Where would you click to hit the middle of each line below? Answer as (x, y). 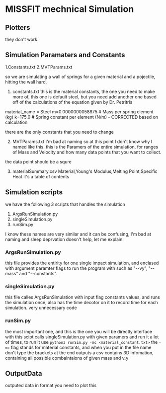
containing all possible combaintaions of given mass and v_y (67, 358)
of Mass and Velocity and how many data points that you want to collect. (87, 152)
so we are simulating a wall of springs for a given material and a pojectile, (80, 77)
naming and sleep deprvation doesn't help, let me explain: (65, 239)
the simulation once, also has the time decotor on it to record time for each (82, 303)
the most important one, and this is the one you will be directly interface (79, 331)
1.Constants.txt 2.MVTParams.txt (39, 67)
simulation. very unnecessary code (41, 308)
